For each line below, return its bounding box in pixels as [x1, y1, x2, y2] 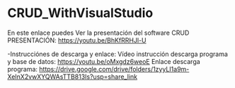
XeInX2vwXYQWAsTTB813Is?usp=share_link [7, 72, 138, 81]
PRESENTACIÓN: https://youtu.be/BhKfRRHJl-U [7, 35, 147, 44]
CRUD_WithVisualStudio [7, 5, 154, 21]
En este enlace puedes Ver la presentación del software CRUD [7, 28, 190, 37]
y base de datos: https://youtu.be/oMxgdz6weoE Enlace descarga [7, 57, 200, 65]
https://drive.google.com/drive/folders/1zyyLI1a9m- [38, 65, 190, 73]
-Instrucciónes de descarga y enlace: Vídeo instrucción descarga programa [7, 50, 229, 58]
